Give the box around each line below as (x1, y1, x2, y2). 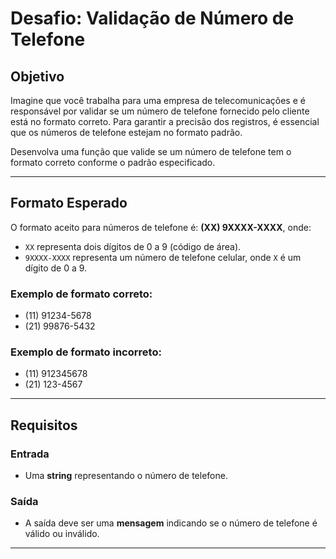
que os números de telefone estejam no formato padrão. (10, 127, 243, 138)
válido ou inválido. (24, 528, 100, 540)
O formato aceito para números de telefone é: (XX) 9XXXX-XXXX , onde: (10, 221, 312, 233)
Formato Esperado (10, 195, 128, 212)
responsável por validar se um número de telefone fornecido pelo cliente (10, 105, 310, 117)
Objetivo (10, 68, 65, 85)
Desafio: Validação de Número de (10, 7, 295, 30)
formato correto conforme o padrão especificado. (10, 157, 216, 168)
